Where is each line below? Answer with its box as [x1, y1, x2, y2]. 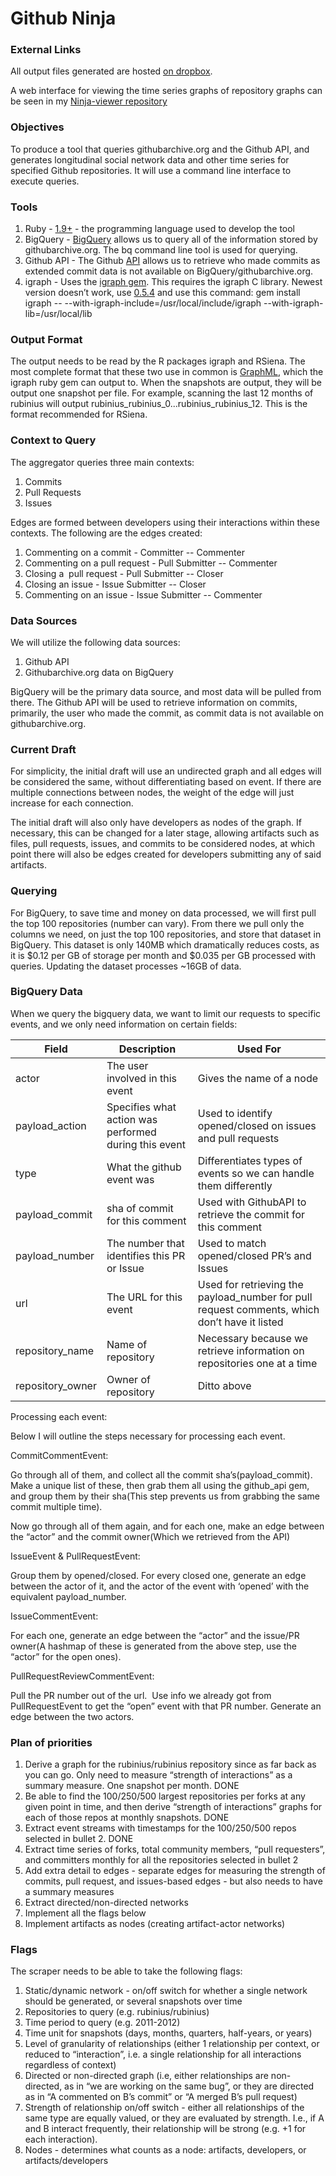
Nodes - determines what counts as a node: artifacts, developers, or [24, 2144, 307, 2156]
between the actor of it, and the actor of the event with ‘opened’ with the [10, 1580, 310, 1592]
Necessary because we [197, 1331, 309, 1345]
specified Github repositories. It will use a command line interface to [10, 164, 292, 176]
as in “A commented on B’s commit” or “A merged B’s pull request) [24, 2091, 298, 2103]
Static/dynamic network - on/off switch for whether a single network [24, 1985, 308, 1997]
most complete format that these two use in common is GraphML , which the [10, 366, 324, 378]
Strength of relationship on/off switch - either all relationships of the [24, 2102, 305, 2114]
